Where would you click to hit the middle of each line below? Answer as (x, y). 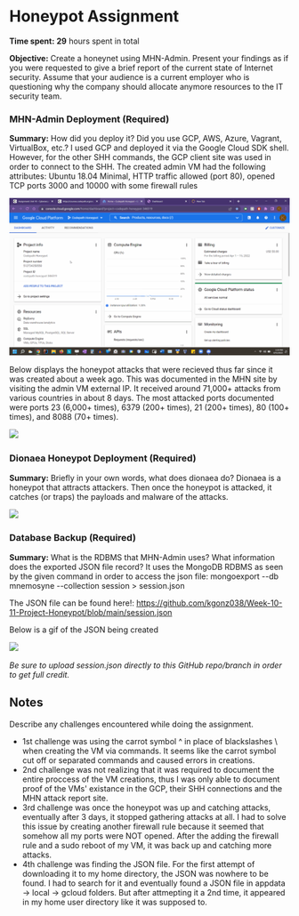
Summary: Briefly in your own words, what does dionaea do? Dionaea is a (145, 478)
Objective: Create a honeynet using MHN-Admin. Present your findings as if (149, 58)
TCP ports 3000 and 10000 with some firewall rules (104, 186)
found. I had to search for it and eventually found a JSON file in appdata (154, 883)
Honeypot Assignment (94, 16)
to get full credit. (39, 674)
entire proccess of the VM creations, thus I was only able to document (151, 779)
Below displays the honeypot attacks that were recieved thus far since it (141, 370)
